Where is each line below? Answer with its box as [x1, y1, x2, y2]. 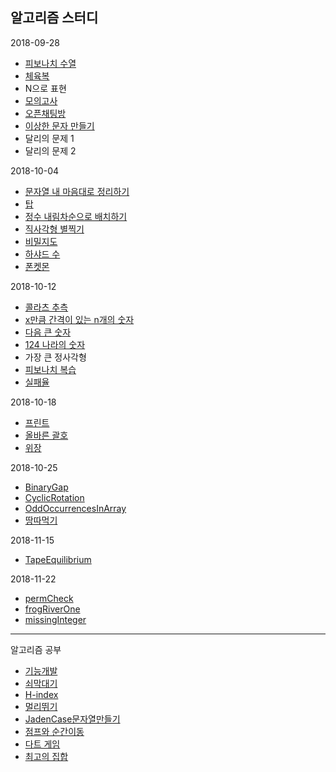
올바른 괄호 [24, 429, 69, 441]
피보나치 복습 [24, 363, 77, 375]
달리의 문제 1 [24, 132, 75, 144]
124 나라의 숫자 [24, 338, 86, 350]
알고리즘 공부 [10, 643, 62, 655]
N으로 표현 [24, 82, 67, 94]
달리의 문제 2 [24, 144, 77, 157]
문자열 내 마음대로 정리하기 [24, 185, 130, 197]
